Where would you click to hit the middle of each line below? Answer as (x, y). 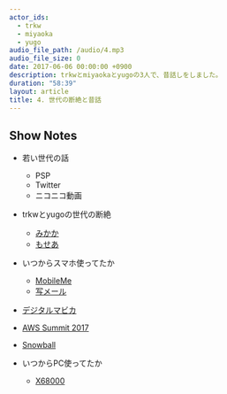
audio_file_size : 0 (45, 58)
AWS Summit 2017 (56, 328)
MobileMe (53, 281)
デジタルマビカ (49, 310)
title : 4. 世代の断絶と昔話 (55, 100)
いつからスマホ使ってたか (68, 263)
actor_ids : (29, 17)
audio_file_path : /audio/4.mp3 (67, 50)
